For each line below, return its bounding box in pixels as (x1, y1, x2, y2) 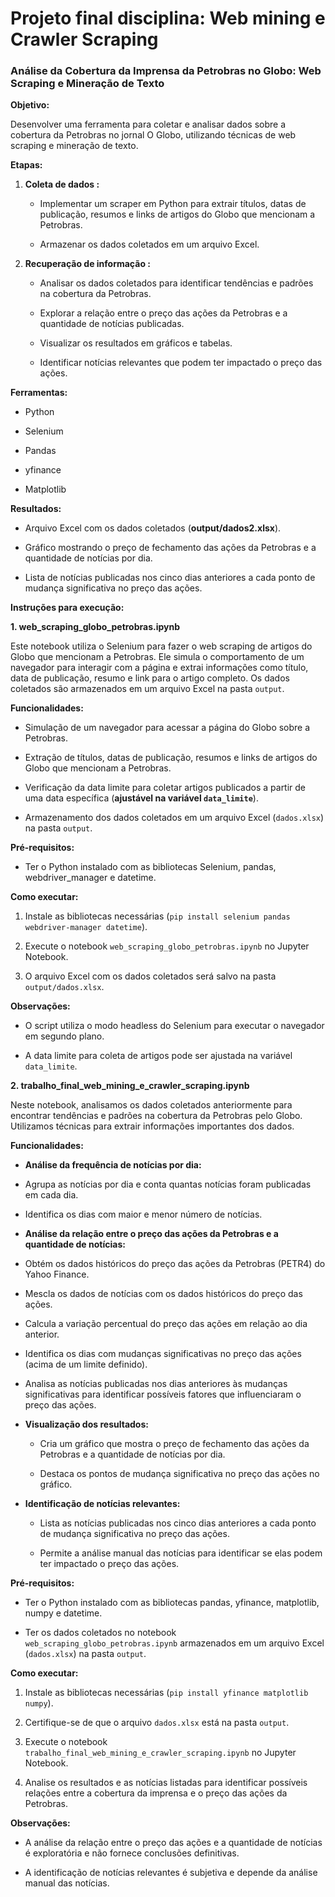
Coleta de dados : (24, 178, 100, 191)
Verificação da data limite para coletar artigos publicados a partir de (24, 782, 307, 794)
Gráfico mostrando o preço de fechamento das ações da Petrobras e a (24, 542, 317, 554)
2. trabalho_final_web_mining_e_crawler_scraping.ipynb (10, 1080, 250, 1092)
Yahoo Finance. (24, 1268, 90, 1281)
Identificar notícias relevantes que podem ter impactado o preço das (39, 357, 323, 369)
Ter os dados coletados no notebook (24, 1627, 177, 1639)
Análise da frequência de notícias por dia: (24, 1159, 202, 1171)
